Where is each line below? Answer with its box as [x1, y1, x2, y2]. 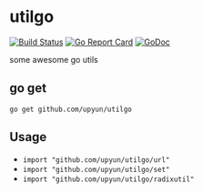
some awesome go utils [9, 54, 98, 65]
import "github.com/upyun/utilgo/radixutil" [22, 175, 195, 184]
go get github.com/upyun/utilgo [9, 105, 132, 114]
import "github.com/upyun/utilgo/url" [22, 155, 170, 165]
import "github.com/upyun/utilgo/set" [22, 165, 170, 174]
